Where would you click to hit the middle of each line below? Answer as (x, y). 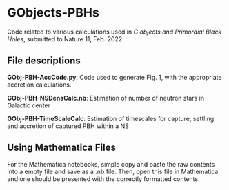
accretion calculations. (39, 85)
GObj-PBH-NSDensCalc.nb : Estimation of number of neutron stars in (106, 98)
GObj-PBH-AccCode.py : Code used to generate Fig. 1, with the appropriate (114, 77)
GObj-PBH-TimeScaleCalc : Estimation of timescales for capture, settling (111, 118)
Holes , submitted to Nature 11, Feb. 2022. (66, 39)
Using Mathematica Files (61, 148)
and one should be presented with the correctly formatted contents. (103, 179)
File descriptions (44, 61)
